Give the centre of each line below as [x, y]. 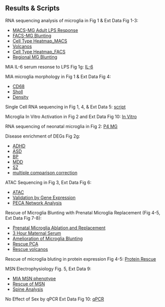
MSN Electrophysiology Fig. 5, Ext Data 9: [48, 269]
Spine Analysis [28, 289]
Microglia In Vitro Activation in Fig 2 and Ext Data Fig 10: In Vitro [71, 116]
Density [20, 97]
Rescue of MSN [29, 284]
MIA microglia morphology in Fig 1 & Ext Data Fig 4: [58, 76]
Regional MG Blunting [35, 57]
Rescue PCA [25, 243]
